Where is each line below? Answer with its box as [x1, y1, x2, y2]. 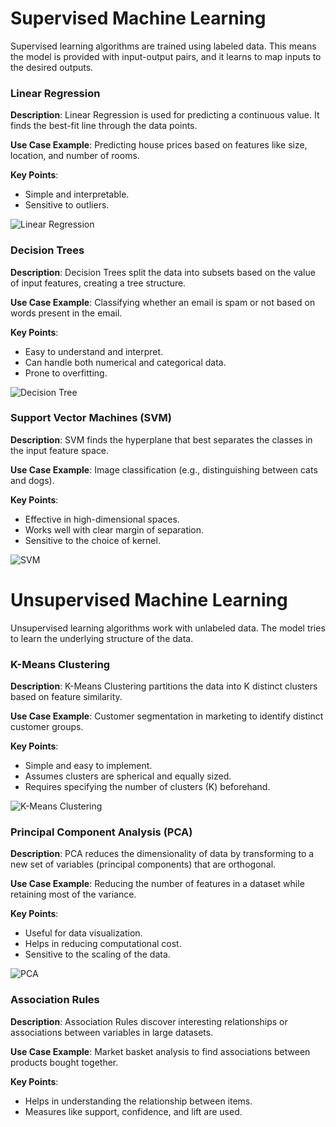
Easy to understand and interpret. [24, 345, 164, 357]
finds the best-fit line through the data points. [10, 120, 198, 132]
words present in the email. [10, 307, 123, 319]
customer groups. [10, 721, 84, 733]
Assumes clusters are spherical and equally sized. [24, 770, 232, 782]
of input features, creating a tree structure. [10, 277, 187, 289]
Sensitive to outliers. [24, 199, 110, 211]
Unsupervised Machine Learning [10, 589, 288, 612]
